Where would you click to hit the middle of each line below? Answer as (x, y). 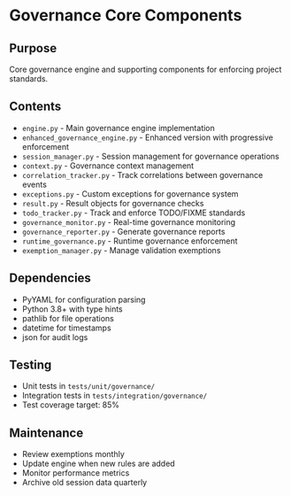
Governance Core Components (126, 15)
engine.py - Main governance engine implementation (118, 128)
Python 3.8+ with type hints (72, 309)
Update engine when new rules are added (98, 464)
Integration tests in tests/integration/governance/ (115, 396)
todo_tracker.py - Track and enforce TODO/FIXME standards (134, 213)
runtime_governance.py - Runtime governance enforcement (130, 241)
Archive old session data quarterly (84, 483)
